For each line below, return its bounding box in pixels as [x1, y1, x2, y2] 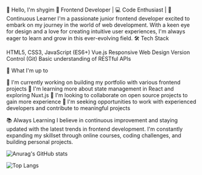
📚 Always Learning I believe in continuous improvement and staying [6, 117, 178, 124]
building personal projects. [6, 139, 74, 145]
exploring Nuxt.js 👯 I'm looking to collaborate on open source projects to [6, 92, 188, 98]
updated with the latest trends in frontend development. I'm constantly [6, 125, 183, 132]
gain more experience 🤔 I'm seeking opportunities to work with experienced [6, 98, 197, 105]
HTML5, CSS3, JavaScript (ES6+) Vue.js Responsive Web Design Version [6, 49, 190, 56]
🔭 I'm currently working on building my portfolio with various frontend [6, 79, 181, 86]
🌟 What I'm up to [6, 67, 49, 74]
